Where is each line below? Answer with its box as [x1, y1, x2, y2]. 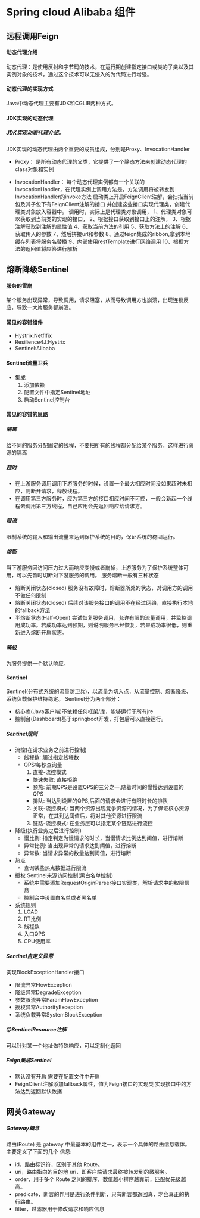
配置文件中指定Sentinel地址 [23, 389, 91, 396]
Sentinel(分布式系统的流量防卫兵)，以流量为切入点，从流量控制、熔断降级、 [6, 688, 192, 695]
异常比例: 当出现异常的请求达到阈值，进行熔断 [23, 842, 137, 849]
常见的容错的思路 [6, 411, 48, 418]
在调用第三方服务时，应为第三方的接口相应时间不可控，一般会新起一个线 [14, 495, 192, 502]
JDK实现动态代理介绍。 [6, 129, 64, 136]
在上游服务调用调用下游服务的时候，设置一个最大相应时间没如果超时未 [14, 480, 187, 487]
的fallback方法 [14, 607, 51, 614]
